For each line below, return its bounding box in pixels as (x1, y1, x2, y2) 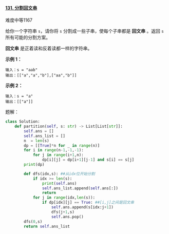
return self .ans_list (24, 224, 70, 229)
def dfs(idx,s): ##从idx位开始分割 (24, 171, 95, 177)
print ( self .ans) (42, 181, 77, 186)
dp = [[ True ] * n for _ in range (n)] (24, 143, 100, 148)
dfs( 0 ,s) (24, 219, 43, 224)
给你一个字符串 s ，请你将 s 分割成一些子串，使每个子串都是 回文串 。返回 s (5, 28, 164, 34)
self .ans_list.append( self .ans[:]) (42, 185, 118, 191)
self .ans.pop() (51, 214, 84, 219)
